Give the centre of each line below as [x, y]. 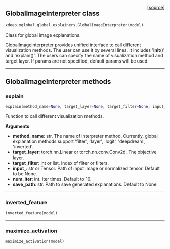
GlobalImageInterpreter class [52, 13]
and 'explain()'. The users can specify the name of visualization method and [84, 55]
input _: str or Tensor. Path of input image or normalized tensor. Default [86, 168]
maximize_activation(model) [35, 241]
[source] [156, 7]
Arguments [17, 126]
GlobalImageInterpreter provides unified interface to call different [73, 45]
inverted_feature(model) [31, 213]
